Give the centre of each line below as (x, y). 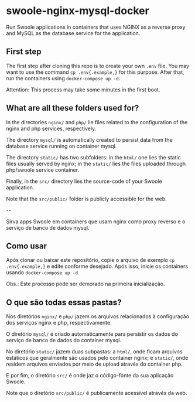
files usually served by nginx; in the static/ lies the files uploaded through (96, 163)
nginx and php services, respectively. (51, 128)
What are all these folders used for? (73, 108)
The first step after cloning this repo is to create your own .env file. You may (97, 66)
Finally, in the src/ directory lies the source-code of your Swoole (84, 181)
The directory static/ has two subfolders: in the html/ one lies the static (93, 157)
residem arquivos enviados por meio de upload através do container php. (95, 364)
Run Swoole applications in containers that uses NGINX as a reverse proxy (96, 27)
